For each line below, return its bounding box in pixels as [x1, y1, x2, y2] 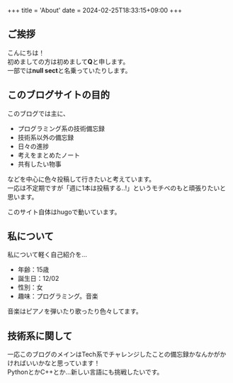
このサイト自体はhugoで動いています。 [7, 207, 121, 216]
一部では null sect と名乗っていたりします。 [7, 66, 132, 74]
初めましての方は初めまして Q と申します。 [7, 57, 130, 66]
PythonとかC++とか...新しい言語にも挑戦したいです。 [7, 368, 164, 377]
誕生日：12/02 [17, 274, 59, 283]
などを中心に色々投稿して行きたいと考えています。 [7, 174, 156, 183]
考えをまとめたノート [17, 150, 80, 159]
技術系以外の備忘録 [17, 133, 74, 141]
